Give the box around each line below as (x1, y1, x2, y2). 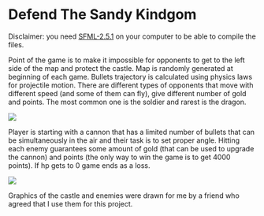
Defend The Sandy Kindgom (8, 6, 197, 24)
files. (8, 39, 24, 49)
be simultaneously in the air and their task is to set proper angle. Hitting (8, 136, 240, 145)
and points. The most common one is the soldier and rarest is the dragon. (8, 97, 247, 106)
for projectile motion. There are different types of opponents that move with (8, 80, 254, 90)
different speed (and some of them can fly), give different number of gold (8, 88, 247, 98)
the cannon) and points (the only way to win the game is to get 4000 (8, 152, 231, 162)
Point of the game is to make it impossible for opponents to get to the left (8, 55, 245, 65)
